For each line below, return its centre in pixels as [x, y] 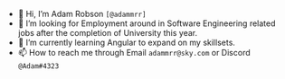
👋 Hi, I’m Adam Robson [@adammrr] [82, 14]
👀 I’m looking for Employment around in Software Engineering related [147, 23]
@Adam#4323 [38, 66]
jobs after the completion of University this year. [107, 33]
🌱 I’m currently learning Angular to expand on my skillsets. [126, 42]
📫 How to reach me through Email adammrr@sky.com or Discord [134, 53]
